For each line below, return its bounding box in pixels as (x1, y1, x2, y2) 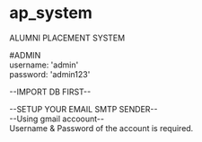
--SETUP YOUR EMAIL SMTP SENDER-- (9, 103, 158, 114)
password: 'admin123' (9, 68, 91, 79)
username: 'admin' (9, 59, 79, 70)
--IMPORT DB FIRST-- (9, 86, 92, 97)
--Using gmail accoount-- (9, 113, 105, 124)
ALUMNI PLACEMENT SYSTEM (9, 32, 126, 43)
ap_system (9, 3, 92, 23)
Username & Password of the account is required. (9, 122, 194, 133)
